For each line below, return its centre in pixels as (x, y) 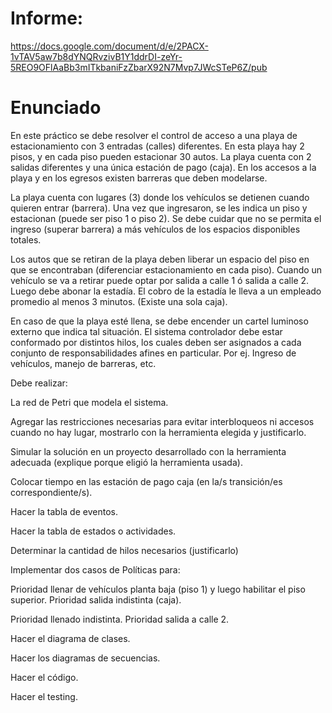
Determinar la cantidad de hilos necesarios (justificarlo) (124, 550)
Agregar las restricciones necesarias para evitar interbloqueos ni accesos (162, 421)
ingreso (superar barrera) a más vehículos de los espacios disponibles (155, 229)
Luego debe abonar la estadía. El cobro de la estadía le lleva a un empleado (166, 291)
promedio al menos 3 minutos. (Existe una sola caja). (119, 301)
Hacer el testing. (44, 696)
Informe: (47, 18)
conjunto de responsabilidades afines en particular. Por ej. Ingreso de (153, 353)
